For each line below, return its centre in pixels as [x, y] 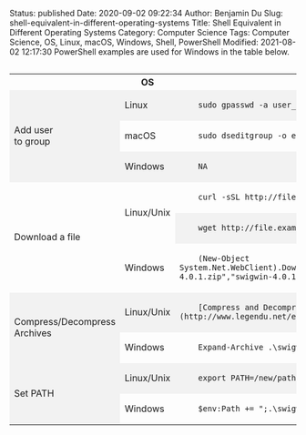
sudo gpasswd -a [233, 105]
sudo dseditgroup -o [242, 136]
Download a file [47, 237]
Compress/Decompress [65, 322]
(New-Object [224, 258]
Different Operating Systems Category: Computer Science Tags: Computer [149, 32]
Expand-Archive [231, 347]
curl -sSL [219, 197]
